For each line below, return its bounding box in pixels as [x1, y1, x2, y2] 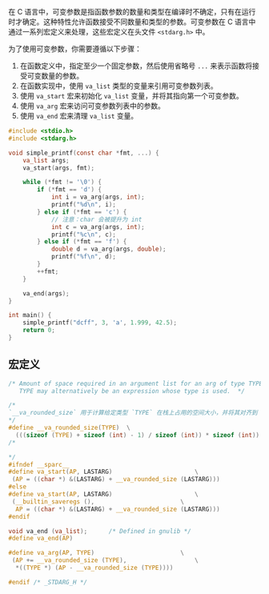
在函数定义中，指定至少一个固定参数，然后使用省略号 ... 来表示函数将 [19, 61, 253, 70]
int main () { [8, 311, 52, 319]
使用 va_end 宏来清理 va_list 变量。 [19, 111, 139, 120]
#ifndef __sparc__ [8, 460, 70, 468]
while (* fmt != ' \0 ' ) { [22, 179, 102, 187]
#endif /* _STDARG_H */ [8, 578, 88, 586]
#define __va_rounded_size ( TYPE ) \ [8, 423, 130, 432]
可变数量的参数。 [26, 71, 84, 80]
